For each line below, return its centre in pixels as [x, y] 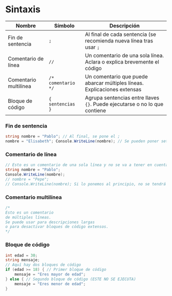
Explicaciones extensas [113, 89]
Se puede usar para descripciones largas [50, 222]
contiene [95, 110]
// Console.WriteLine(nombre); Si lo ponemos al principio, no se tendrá [86, 184]
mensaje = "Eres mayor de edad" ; [50, 274]
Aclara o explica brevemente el [122, 61]
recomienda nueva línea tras [119, 40]
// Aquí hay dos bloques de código [43, 265]
